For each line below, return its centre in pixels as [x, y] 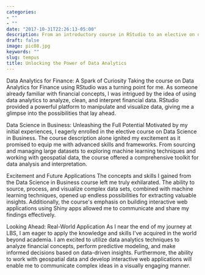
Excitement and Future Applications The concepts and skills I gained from [99, 175]
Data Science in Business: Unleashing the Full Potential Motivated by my [97, 125]
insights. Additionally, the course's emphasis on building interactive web [97, 202]
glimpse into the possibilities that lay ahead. [61, 113]
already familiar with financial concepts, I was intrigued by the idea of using [101, 94]
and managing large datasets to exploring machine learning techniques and [101, 151]
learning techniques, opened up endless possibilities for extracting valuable [101, 195]
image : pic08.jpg [28, 46]
